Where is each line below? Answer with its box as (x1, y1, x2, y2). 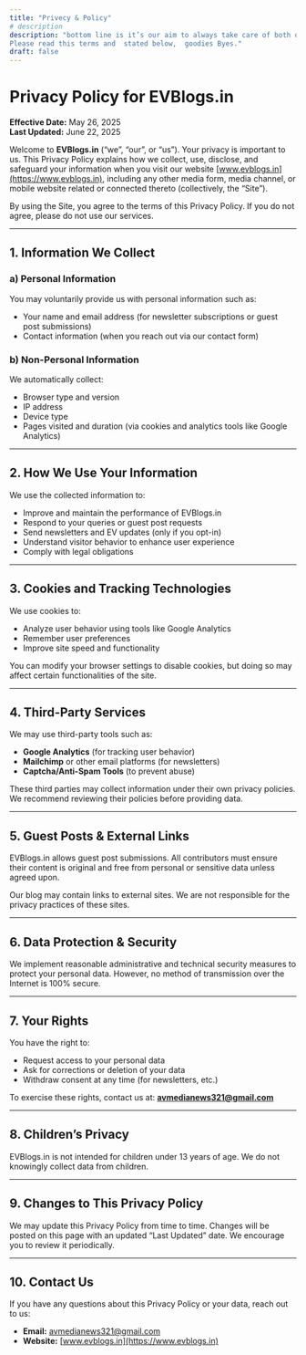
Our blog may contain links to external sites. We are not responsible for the (9, 890, 290, 901)
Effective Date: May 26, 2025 (9, 117, 121, 128)
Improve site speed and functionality (22, 642, 160, 653)
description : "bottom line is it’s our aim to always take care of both (9, 30, 291, 39)
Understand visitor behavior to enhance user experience (22, 536, 235, 547)
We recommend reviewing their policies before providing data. (9, 793, 243, 804)
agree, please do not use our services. (9, 211, 155, 222)
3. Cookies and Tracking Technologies (9, 581, 232, 597)
